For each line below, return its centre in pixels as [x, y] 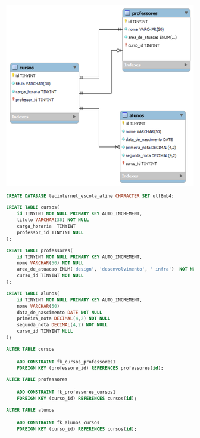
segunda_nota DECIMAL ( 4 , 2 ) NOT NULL [62, 325]
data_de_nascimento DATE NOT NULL [60, 313]
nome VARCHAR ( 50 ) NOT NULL [50, 263]
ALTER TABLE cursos [30, 349]
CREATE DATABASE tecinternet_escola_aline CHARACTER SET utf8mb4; [90, 196]
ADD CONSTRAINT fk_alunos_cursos [58, 422]
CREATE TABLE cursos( [33, 207]
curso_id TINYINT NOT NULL [50, 276]
